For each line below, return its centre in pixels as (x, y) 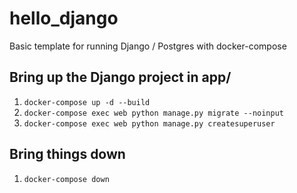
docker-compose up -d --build (87, 102)
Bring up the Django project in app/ (120, 77)
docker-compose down (66, 179)
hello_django (64, 18)
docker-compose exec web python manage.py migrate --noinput (154, 113)
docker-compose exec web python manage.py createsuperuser (149, 123)
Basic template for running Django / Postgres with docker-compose (148, 46)
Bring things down (67, 154)
